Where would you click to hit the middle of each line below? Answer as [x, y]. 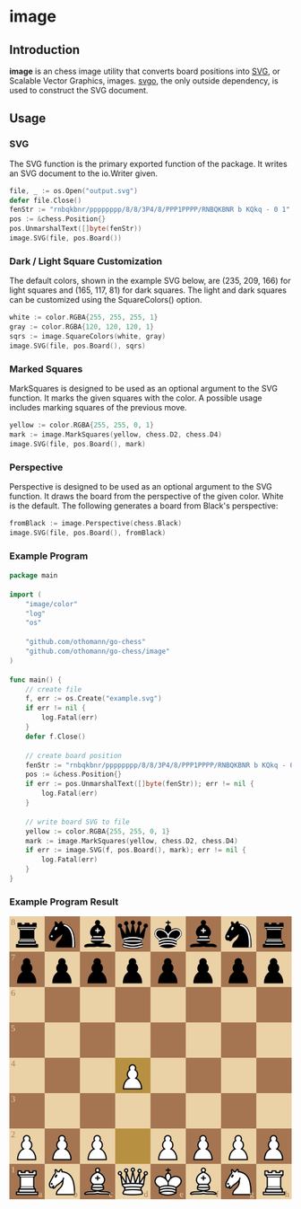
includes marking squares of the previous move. [98, 408]
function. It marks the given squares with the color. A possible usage [136, 398]
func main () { [36, 680]
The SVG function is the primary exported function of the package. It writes [149, 163]
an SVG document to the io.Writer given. [84, 173]
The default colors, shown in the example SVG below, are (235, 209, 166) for [150, 281]
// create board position [74, 755]
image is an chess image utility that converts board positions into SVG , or [145, 71]
